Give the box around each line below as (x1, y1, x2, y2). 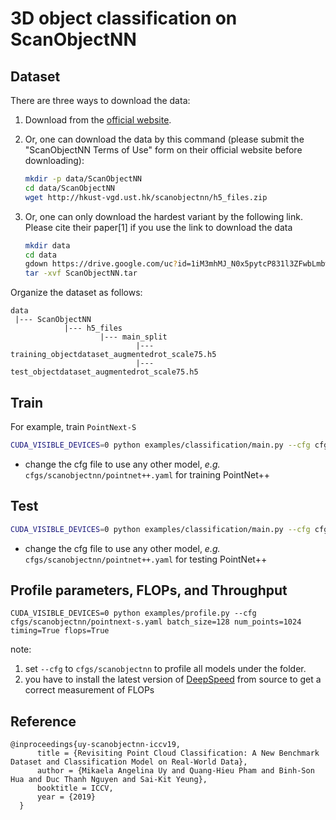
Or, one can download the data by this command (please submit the (24, 133, 305, 145)
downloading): (24, 155, 85, 166)
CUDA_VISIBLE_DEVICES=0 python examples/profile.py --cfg (10, 608, 257, 619)
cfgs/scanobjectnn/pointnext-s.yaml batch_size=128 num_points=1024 (10, 617, 302, 627)
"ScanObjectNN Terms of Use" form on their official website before (24, 144, 303, 156)
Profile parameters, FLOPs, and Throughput (10, 582, 288, 599)
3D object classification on (10, 7, 238, 30)
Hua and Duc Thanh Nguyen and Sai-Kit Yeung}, (10, 775, 208, 785)
